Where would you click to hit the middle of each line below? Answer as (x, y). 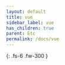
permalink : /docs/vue (33, 39)
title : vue (19, 17)
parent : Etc (21, 34)
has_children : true (30, 28)
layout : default (26, 12)
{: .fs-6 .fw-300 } (27, 56)
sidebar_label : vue (30, 22)
